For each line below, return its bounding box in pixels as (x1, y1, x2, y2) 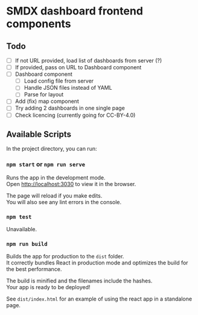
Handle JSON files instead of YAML (24, 84, 113, 92)
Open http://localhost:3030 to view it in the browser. (6, 180, 136, 187)
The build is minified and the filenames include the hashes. (6, 277, 153, 284)
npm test (6, 213, 32, 220)
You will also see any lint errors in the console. (6, 198, 122, 205)
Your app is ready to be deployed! (6, 284, 91, 291)
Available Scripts (6, 129, 71, 139)
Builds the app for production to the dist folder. (6, 253, 124, 260)
